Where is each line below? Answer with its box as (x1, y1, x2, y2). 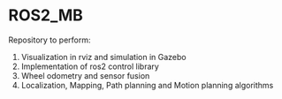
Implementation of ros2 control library (20, 61, 160, 72)
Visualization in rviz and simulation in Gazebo (20, 51, 187, 62)
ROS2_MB (8, 5, 83, 26)
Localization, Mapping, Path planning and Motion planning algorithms (20, 80, 274, 90)
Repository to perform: (8, 34, 91, 45)
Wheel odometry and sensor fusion (20, 70, 150, 80)
